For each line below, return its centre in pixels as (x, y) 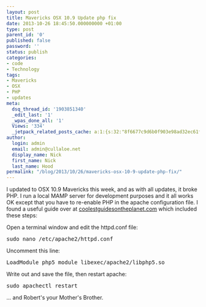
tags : (13, 75)
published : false (29, 41)
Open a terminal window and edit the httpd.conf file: (72, 227)
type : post (20, 29)
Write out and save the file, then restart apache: (67, 274)
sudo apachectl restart (42, 286)
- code (15, 63)
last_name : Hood (32, 166)
